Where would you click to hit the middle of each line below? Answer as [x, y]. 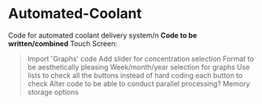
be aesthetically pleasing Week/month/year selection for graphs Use [138, 66]
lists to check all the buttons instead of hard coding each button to [135, 75]
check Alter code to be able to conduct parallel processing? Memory [138, 84]
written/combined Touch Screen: [63, 43]
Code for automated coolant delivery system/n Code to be [103, 35]
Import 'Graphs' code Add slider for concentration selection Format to [140, 59]
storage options [53, 91]
